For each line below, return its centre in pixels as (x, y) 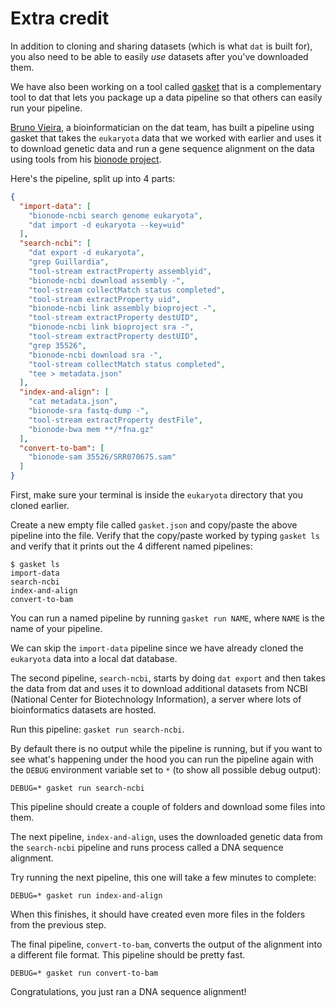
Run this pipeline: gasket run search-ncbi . (97, 729)
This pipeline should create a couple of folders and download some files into (168, 807)
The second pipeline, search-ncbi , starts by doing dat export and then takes (168, 678)
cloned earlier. (40, 506)
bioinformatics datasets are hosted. (83, 710)
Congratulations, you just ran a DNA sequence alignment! (128, 992)
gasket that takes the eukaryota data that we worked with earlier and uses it (166, 138)
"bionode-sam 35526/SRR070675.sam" (102, 457)
